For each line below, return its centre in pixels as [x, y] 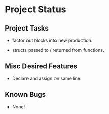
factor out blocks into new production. [52, 40]
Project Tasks [27, 28]
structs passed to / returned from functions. [58, 50]
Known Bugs [25, 94]
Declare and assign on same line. [47, 78]
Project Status [36, 9]
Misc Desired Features [41, 66]
